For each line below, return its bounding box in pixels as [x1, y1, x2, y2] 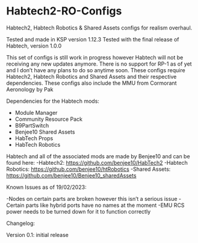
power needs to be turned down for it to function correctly [6, 208, 151, 215]
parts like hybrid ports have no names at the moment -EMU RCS [25, 201, 185, 209]
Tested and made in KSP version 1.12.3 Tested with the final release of [6, 35, 179, 43]
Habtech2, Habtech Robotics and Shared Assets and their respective [6, 73, 177, 80]
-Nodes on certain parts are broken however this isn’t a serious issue [6, 195, 178, 202]
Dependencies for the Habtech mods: [6, 97, 99, 105]
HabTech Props [14, 134, 54, 142]
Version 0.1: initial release [6, 231, 69, 238]
